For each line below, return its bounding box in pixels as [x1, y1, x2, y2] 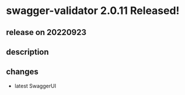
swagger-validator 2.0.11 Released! [6, 4, 180, 17]
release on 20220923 [6, 27, 86, 37]
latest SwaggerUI [14, 82, 57, 89]
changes [6, 67, 39, 77]
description [6, 47, 49, 57]
